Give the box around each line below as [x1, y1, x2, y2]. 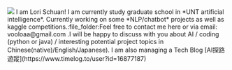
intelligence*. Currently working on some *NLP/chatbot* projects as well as [7, 15, 225, 23]
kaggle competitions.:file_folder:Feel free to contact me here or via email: [7, 22, 218, 31]
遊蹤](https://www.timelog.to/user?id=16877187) [7, 55, 147, 62]
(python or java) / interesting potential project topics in [7, 38, 164, 45]
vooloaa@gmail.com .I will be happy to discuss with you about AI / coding [7, 30, 219, 38]
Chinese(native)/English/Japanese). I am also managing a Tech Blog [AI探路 [7, 45, 225, 54]
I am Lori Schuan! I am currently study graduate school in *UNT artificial [15, 8, 224, 16]
